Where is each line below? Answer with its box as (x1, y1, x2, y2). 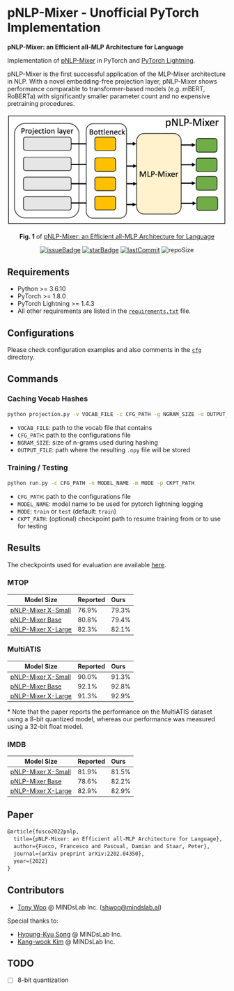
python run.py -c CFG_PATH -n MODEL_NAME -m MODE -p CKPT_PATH (7, 479, 195, 486)
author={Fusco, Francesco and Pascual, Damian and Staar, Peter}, (13, 843, 210, 850)
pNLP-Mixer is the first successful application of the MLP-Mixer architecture (7, 70, 226, 78)
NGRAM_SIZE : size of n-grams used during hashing (17, 438, 159, 447)
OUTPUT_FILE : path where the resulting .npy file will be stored (17, 445, 190, 454)
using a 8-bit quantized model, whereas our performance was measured (7, 714, 216, 723)
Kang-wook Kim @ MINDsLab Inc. (17, 937, 116, 946)
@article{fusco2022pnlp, (7, 828, 79, 836)
